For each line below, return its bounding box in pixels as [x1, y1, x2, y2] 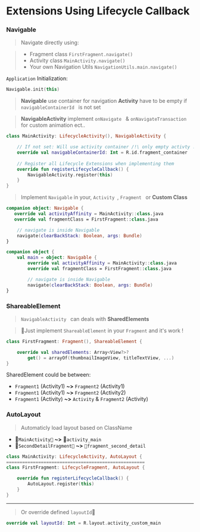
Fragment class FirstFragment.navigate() [29, 51, 133, 58]
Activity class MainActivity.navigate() [29, 57, 126, 64]
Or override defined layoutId [20, 508, 96, 515]
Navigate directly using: [20, 39, 79, 46]
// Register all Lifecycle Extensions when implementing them [17, 160, 174, 167]
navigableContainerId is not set [20, 103, 101, 111]
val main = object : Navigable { [17, 255, 97, 261]
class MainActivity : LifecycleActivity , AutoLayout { [6, 453, 143, 460]
